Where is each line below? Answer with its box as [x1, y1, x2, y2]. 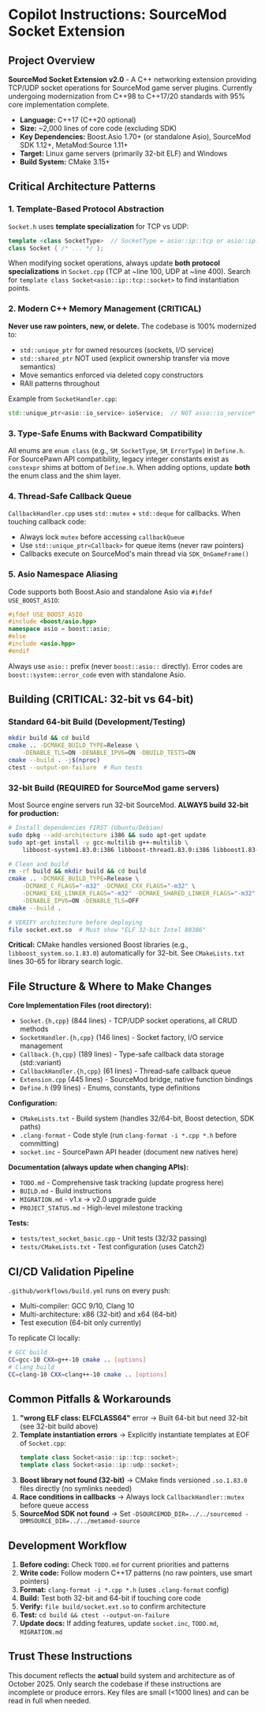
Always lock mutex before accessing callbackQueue [19, 532, 185, 542]
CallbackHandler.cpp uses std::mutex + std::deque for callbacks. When [8, 509, 241, 518]
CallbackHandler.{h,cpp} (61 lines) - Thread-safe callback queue [19, 1066, 231, 1076]
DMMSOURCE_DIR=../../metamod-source [19, 1518, 140, 1526]
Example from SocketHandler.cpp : [8, 393, 118, 404]
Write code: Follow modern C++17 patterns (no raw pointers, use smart [19, 1567, 252, 1577]
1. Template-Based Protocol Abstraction [8, 204, 164, 215]
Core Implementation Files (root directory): [8, 1001, 152, 1010]
